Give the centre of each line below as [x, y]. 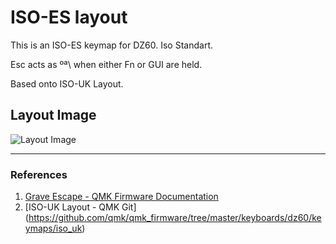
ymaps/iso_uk [53, 228]
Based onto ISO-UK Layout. [67, 83]
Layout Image [53, 115]
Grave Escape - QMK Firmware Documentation [121, 197]
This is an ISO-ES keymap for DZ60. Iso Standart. [111, 45]
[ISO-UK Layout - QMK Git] [80, 207]
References [39, 174]
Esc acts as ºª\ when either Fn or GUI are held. [106, 64]
